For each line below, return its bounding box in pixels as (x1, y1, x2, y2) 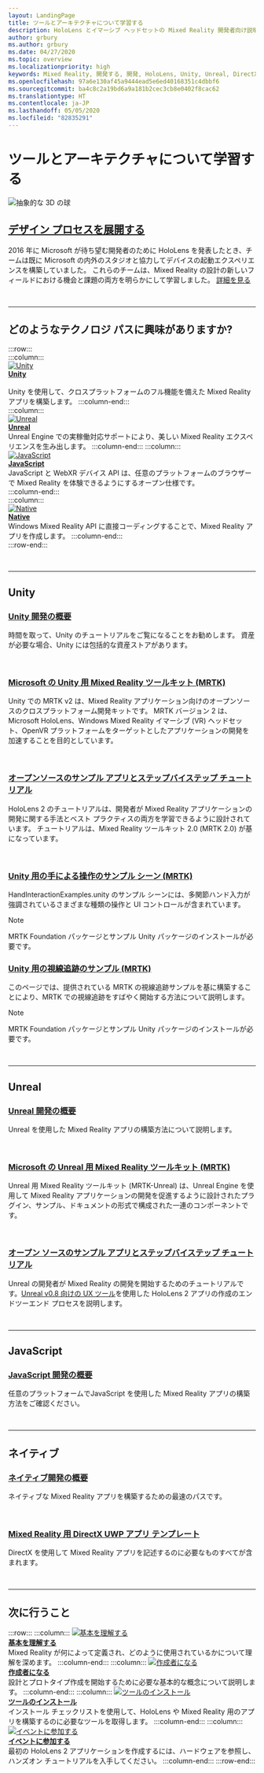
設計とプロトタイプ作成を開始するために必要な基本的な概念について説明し (8, 1678, 249, 1687)
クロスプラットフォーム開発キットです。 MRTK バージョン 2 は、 (21, 706, 232, 716)
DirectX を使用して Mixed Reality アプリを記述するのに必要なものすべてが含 (8, 1548, 253, 1557)
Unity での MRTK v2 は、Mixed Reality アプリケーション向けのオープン (8, 697, 237, 706)
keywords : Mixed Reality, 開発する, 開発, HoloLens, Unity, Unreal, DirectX (8, 70, 258, 78)
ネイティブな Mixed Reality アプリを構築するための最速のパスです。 (8, 1491, 226, 1501)
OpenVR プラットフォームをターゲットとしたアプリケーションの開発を (21, 726, 250, 735)
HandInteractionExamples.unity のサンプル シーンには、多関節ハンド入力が (8, 890, 251, 899)
